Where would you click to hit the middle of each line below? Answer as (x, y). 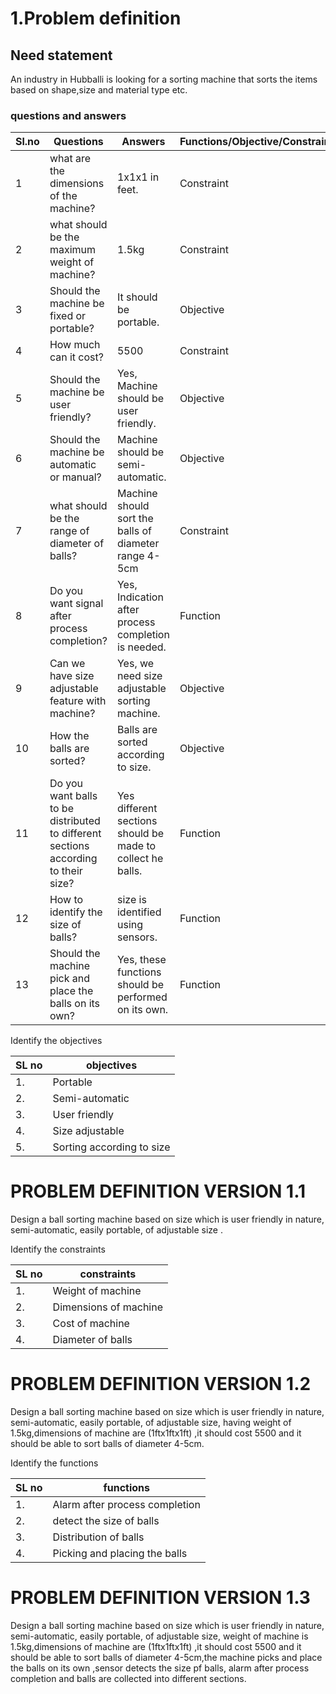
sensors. (137, 937)
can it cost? (76, 357)
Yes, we (135, 664)
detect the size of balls (106, 1521)
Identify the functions (54, 1463)
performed (142, 997)
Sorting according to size (111, 1147)
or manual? (75, 477)
